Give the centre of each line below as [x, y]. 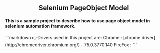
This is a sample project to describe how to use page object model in [78, 21]
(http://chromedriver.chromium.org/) [43, 45]
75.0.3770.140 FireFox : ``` [111, 45]
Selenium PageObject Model [84, 8]
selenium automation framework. [40, 26]
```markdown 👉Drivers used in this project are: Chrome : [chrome [73, 37]
